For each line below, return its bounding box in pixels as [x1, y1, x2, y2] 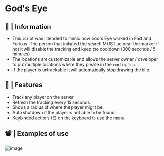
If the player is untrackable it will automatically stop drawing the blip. [12, 67, 151, 73]
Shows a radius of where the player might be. [12, 104, 104, 110]
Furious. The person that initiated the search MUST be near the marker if [12, 41, 159, 47]
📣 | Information [5, 23, 51, 31]
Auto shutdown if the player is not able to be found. [12, 109, 116, 115]
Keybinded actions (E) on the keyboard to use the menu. [12, 115, 126, 121]
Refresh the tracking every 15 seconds [12, 99, 90, 105]
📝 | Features [5, 81, 43, 89]
